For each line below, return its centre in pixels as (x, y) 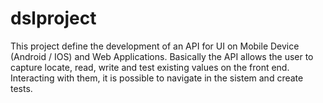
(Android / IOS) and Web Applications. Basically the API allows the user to (162, 56)
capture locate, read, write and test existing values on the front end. (150, 67)
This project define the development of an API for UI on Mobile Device (155, 46)
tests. (21, 88)
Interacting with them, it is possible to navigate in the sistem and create (157, 78)
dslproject (53, 18)
